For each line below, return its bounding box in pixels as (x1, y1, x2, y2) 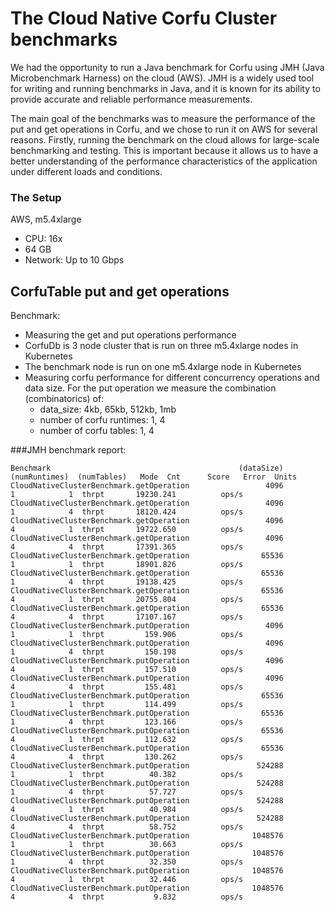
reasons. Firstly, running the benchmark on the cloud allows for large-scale (10, 133, 320, 146)
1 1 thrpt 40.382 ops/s (10, 770, 244, 780)
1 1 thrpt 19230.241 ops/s (10, 490, 244, 500)
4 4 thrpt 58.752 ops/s (10, 822, 244, 832)
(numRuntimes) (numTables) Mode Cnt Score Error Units (10, 472, 298, 482)
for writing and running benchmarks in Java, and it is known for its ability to (10, 82, 321, 94)
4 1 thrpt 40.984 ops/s (10, 805, 244, 815)
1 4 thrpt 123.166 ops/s (10, 717, 244, 727)
